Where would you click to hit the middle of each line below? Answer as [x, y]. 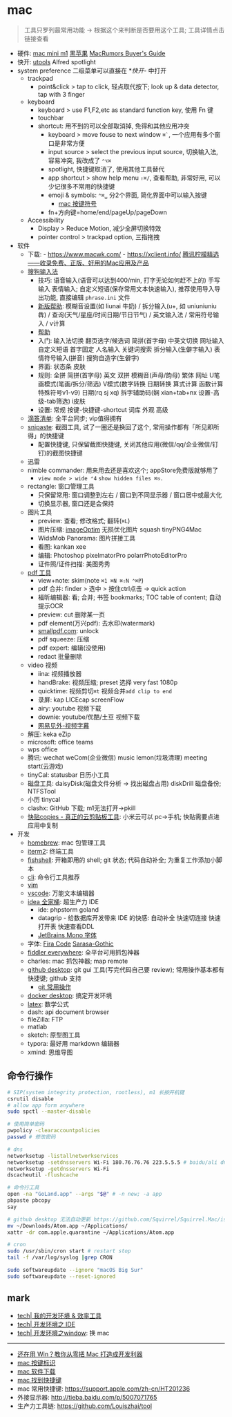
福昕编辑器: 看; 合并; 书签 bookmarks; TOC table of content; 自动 [129, 597]
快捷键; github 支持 [54, 978]
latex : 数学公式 [48, 1004]
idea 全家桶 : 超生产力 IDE [63, 901]
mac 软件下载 [36, 1371]
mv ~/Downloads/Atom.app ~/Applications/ [68, 1226]
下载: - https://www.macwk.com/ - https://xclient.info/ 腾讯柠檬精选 [123, 254]
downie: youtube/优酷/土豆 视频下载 [89, 717]
